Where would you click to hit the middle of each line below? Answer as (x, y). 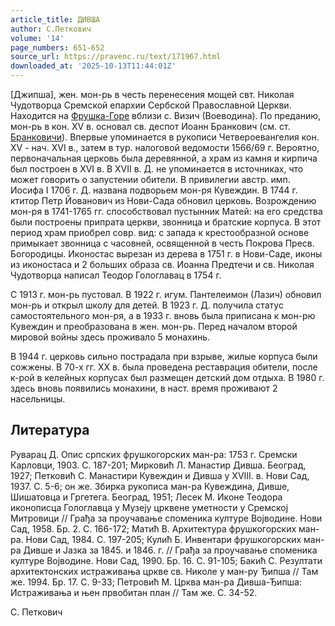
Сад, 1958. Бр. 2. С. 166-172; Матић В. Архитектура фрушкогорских (153, 528)
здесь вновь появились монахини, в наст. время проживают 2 (144, 388)
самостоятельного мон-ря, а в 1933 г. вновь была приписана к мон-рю (163, 315)
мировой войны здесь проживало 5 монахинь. (110, 337)
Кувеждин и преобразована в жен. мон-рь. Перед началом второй (154, 326)
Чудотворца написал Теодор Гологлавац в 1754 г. (116, 275)
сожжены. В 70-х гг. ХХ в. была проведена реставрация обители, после (164, 367)
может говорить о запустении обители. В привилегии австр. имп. (150, 179)
